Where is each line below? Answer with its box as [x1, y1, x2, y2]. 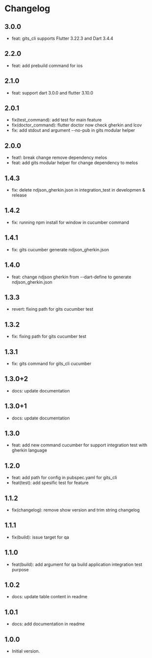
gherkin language [11, 447, 47, 453]
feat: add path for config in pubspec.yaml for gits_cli [11, 475, 117, 481]
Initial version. [11, 648, 40, 654]
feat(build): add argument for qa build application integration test [11, 561, 142, 567]
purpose [11, 566, 29, 572]
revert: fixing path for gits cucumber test [11, 306, 93, 312]
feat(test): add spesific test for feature [11, 480, 89, 486]
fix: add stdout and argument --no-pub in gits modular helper [11, 127, 135, 133]
